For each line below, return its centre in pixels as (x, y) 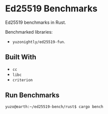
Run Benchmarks (32, 95)
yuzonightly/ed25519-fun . (39, 41)
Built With (21, 57)
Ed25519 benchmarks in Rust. (36, 22)
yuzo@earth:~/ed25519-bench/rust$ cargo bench (54, 107)
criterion (23, 80)
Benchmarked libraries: (29, 32)
